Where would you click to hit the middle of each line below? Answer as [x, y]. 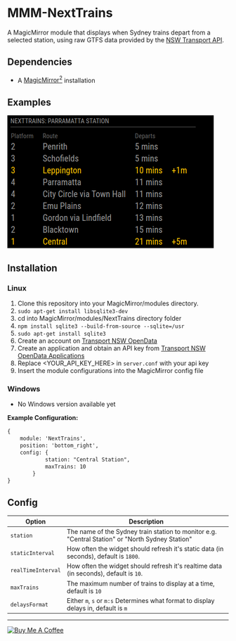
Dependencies [40, 62]
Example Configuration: [43, 418]
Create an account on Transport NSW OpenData [87, 341]
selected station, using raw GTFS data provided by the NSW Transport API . [116, 39]
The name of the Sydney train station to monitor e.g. [142, 531]
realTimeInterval [35, 570]
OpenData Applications [51, 355]
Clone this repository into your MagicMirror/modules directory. [108, 303]
